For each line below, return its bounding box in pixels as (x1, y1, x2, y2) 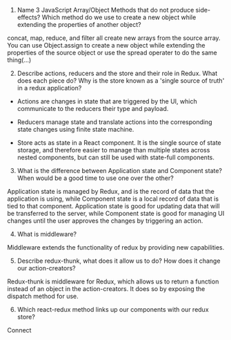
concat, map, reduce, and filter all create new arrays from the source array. (7, 34, 221, 42)
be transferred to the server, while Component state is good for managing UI (7, 210, 225, 217)
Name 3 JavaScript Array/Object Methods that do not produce (17, 6, 194, 14)
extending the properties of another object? (17, 21, 141, 28)
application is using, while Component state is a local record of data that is (7, 194, 219, 203)
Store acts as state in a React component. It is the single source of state (17, 139, 222, 147)
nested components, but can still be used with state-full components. (17, 153, 215, 161)
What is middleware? (17, 230, 77, 238)
